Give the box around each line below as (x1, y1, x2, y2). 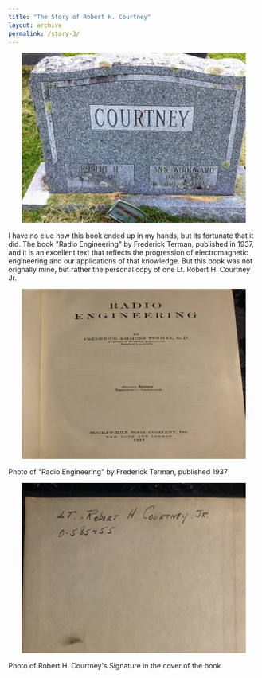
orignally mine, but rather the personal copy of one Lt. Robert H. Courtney (8, 265, 251, 275)
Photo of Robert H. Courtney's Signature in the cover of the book (8, 661, 221, 671)
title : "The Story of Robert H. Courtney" (8, 13, 151, 21)
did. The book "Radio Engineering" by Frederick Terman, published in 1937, (8, 240, 255, 249)
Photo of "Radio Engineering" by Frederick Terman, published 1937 (8, 467, 229, 477)
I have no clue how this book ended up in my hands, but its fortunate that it (8, 231, 254, 240)
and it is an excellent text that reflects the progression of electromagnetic (8, 247, 248, 258)
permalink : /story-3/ (8, 29, 80, 37)
